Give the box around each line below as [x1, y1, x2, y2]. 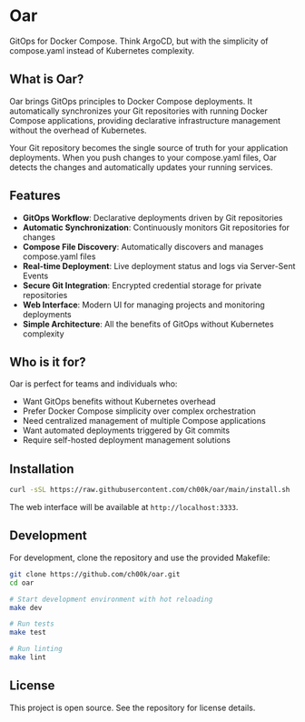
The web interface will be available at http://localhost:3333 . [9, 502, 239, 513]
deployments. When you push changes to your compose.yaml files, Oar [9, 152, 277, 163]
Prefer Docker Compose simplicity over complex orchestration [22, 406, 256, 416]
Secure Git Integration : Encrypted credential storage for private [22, 279, 261, 291]
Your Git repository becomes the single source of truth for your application [9, 142, 289, 153]
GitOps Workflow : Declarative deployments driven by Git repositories [22, 212, 283, 223]
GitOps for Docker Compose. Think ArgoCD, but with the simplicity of [9, 35, 269, 46]
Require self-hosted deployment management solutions [22, 435, 231, 446]
